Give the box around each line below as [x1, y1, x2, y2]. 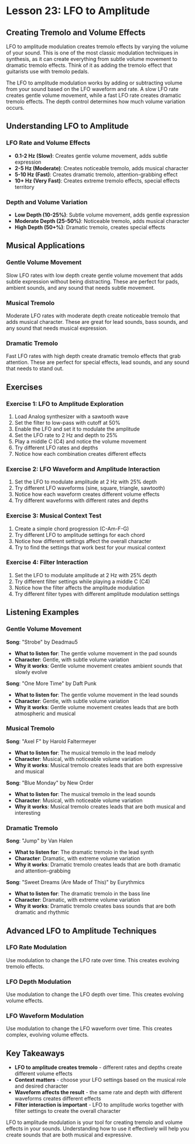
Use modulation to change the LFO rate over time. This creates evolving [6, 956, 180, 963]
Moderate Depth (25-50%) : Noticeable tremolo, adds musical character [14, 217, 189, 224]
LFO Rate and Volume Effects [6, 139, 91, 147]
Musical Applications [6, 241, 85, 251]
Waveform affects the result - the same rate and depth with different [14, 1089, 183, 1096]
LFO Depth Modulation [6, 977, 71, 986]
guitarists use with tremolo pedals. [6, 68, 90, 75]
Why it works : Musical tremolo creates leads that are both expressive [14, 761, 183, 769]
